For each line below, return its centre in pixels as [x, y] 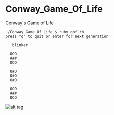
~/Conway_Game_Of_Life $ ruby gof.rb [45, 32]
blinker [20, 45]
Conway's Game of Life [29, 23]
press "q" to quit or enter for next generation [57, 36]
